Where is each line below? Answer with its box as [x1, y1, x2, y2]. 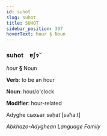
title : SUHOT [6, 20, 39, 26]
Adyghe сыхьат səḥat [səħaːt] [6, 111, 81, 119]
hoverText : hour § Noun [6, 31, 66, 37]
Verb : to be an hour [6, 76, 55, 84]
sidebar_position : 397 [6, 25, 63, 32]
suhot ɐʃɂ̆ [6, 51, 40, 60]
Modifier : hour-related [6, 100, 62, 107]
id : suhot [6, 8, 31, 15]
